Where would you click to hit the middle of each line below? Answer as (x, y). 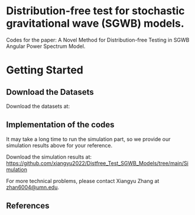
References (28, 206)
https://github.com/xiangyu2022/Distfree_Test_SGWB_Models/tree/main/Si (97, 163)
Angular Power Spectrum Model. (46, 46)
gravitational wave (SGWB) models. (95, 23)
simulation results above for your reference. (59, 145)
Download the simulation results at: (49, 157)
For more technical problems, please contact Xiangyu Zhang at (83, 181)
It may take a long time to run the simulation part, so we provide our (88, 139)
